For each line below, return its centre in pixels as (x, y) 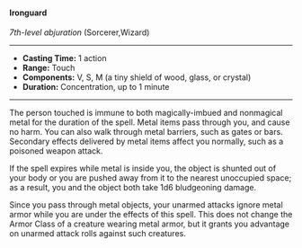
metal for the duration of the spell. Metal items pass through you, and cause (150, 122)
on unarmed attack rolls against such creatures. (98, 234)
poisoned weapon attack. (56, 151)
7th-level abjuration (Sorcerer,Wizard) (80, 32)
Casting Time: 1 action (64, 58)
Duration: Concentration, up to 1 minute (96, 87)
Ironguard (28, 13)
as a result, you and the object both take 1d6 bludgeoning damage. (133, 188)
